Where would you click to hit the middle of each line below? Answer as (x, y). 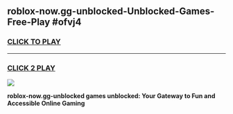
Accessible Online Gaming (46, 103)
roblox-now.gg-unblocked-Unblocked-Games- (111, 11)
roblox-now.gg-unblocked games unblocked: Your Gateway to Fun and (111, 95)
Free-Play (29, 22)
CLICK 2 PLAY (31, 68)
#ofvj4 (67, 22)
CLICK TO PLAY (34, 42)
